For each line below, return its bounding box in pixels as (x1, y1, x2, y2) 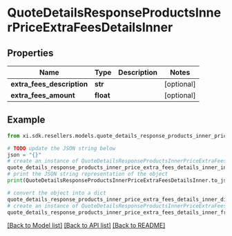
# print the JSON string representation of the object (7, 171, 168, 178)
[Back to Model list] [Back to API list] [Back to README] (7, 221, 166, 230)
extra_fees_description (10, 80, 88, 89)
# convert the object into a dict (7, 189, 107, 197)
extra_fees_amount (10, 91, 75, 100)
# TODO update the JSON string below (7, 145, 116, 152)
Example (7, 114, 46, 126)
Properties (7, 47, 54, 59)
